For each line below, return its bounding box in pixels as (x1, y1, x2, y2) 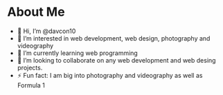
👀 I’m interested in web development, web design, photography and (17, 34, 211, 42)
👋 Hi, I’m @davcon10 (17, 27, 76, 35)
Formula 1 (17, 81, 45, 89)
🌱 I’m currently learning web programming (17, 49, 139, 57)
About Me (7, 4, 65, 20)
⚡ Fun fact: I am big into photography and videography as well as (17, 71, 203, 79)
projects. (17, 63, 43, 72)
